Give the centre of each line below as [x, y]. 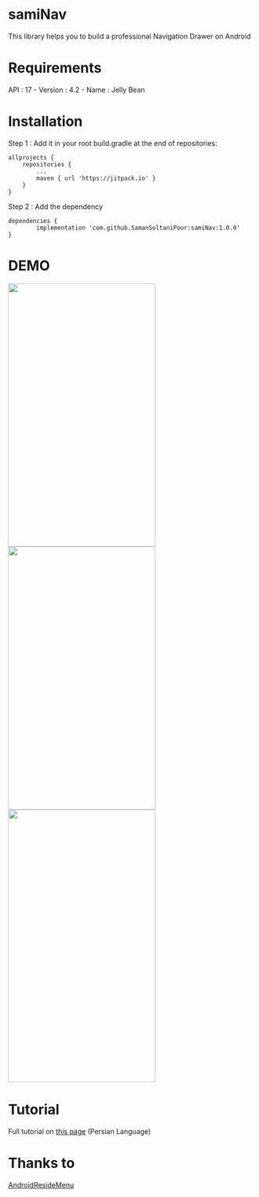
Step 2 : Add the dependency [56, 207]
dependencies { [33, 221]
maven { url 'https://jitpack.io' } [96, 178]
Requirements [55, 68]
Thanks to [42, 1163]
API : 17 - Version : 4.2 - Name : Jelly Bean [77, 90]
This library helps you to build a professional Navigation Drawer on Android [129, 36]
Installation [46, 121]
